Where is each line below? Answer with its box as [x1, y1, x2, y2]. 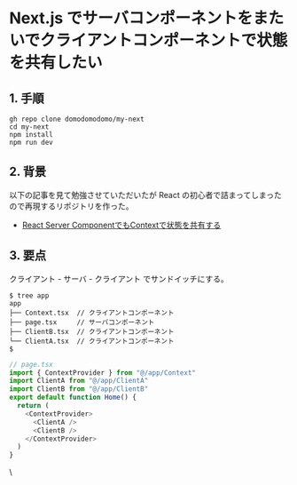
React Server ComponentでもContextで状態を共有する [21, 219, 222, 230]
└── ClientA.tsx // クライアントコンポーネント [9, 337, 175, 346]
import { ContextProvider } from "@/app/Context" [9, 368, 197, 378]
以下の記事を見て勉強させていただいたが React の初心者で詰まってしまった [9, 189, 282, 200]
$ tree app [9, 290, 50, 300]
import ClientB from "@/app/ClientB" [9, 385, 149, 394]
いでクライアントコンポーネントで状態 [9, 30, 288, 51]
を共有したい [9, 52, 104, 73]
